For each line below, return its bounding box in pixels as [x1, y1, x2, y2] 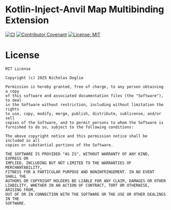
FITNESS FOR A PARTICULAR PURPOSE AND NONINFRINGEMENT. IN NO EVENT [5, 169, 155, 175]
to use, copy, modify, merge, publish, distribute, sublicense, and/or [5, 111, 161, 116]
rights [5, 107, 19, 112]
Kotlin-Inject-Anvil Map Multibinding [5, 4, 164, 15]
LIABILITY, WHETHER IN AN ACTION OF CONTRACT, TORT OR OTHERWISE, [5, 183, 150, 188]
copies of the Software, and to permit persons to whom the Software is [5, 120, 164, 125]
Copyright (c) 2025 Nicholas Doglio [5, 75, 83, 80]
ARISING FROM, [5, 187, 36, 193]
